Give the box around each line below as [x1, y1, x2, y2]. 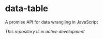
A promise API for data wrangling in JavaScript [5, 19, 98, 25]
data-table [5, 3, 48, 14]
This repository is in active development [5, 28, 85, 34]
